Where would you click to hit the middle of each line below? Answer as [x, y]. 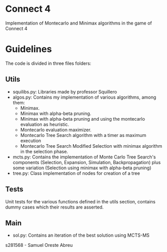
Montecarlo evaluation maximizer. [56, 130]
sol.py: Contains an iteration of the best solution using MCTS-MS [81, 235]
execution [31, 141]
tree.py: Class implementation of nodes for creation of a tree [76, 173]
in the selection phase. [44, 151]
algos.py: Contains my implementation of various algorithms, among [85, 97]
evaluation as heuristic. [45, 124]
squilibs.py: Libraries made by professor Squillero [65, 91]
